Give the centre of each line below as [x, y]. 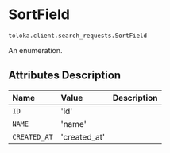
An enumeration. [35, 50]
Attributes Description [65, 76]
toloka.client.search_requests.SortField [78, 36]
